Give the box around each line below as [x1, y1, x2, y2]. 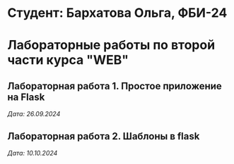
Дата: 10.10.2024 [7, 149, 58, 157]
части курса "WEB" [7, 52, 129, 68]
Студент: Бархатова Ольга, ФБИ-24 [7, 5, 228, 21]
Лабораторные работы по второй [7, 37, 216, 53]
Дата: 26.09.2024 [7, 110, 61, 118]
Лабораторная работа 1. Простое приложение [7, 80, 223, 92]
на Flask [7, 91, 45, 103]
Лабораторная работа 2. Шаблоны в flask [7, 130, 200, 142]
